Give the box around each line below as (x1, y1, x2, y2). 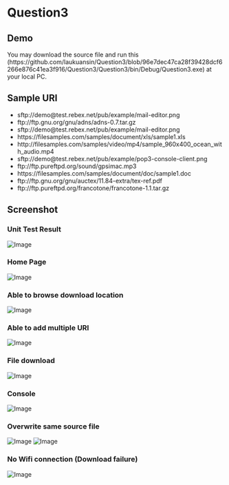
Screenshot (7, 204, 58, 216)
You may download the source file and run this (7, 50, 139, 59)
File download (7, 356, 55, 366)
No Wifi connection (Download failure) (7, 455, 138, 464)
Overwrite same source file (7, 422, 100, 431)
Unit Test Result (7, 225, 62, 234)
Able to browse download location (7, 290, 124, 300)
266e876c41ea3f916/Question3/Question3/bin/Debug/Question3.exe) (7, 65, 205, 73)
